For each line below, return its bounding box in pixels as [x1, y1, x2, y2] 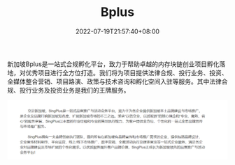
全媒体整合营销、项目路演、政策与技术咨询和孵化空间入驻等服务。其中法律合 [7, 77, 228, 86]
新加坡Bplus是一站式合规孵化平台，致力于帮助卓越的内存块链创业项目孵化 [7, 60, 220, 68]
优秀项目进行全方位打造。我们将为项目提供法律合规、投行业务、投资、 [25, 68, 228, 77]
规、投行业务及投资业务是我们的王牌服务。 [7, 86, 130, 94]
